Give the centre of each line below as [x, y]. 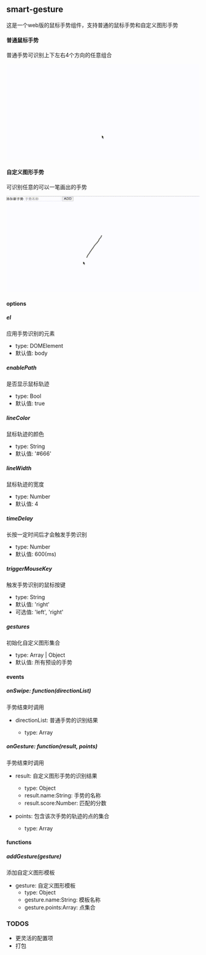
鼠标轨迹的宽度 [25, 484]
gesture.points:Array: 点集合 [60, 908]
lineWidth [19, 468]
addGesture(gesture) [34, 856]
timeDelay [20, 518]
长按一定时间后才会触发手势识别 [47, 535]
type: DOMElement [39, 346]
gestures [18, 626]
